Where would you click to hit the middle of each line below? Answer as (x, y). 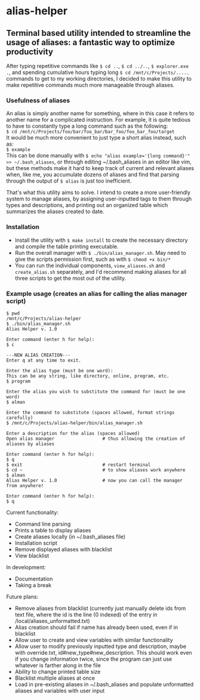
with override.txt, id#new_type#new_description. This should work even (103, 652)
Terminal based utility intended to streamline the (99, 33)
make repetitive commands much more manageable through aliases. (90, 85)
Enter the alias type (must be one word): (60, 371)
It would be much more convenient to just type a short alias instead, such (96, 138)
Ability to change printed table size (58, 671)
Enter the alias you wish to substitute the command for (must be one (96, 391)
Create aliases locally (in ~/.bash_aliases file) (70, 536)
